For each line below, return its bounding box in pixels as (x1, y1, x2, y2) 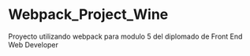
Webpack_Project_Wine (8, 6, 169, 24)
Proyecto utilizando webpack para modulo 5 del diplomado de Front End (8, 32, 243, 41)
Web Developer (8, 39, 59, 49)
